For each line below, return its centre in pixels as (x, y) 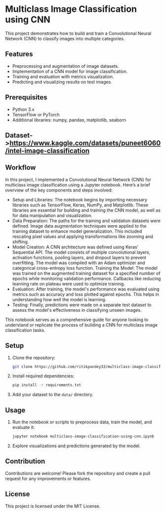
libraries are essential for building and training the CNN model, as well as (86, 210)
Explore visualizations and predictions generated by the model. (76, 446)
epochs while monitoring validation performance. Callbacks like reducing (86, 279)
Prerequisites (26, 97)
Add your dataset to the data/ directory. (53, 395)
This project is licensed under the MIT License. (53, 506)
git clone (22, 367)
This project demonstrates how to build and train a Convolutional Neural (78, 33)
